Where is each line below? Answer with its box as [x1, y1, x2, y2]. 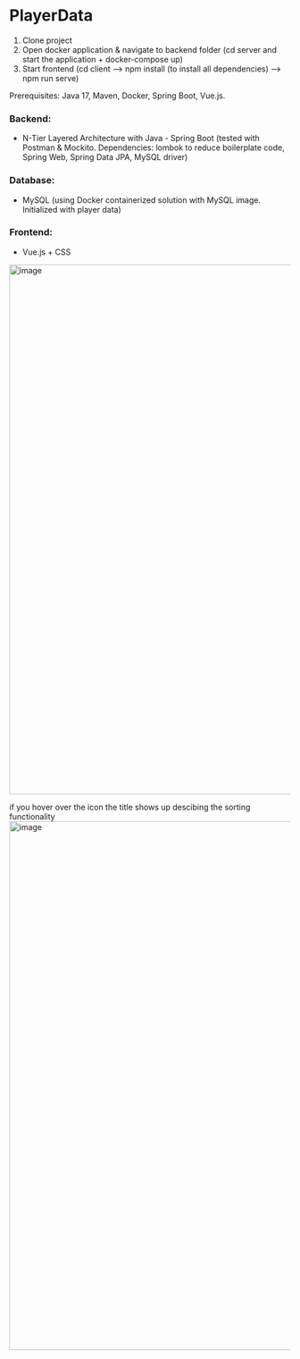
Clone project [21, 35, 73, 46]
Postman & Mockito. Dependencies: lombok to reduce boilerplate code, [21, 142, 285, 153]
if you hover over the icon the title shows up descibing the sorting [9, 801, 251, 812]
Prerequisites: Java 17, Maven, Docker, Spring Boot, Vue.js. [9, 90, 226, 101]
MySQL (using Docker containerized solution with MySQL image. [21, 194, 262, 206]
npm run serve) [21, 72, 79, 83]
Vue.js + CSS [21, 247, 71, 257]
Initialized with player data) [21, 204, 122, 214]
